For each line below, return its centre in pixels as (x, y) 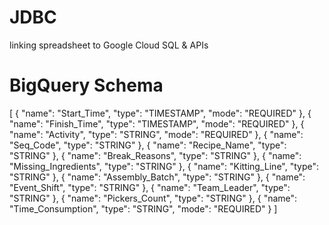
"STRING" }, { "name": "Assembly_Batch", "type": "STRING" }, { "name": (157, 177)
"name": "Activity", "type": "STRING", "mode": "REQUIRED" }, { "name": (156, 134)
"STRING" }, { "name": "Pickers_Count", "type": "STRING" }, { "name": (153, 198)
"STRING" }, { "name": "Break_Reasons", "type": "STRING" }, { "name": (155, 155)
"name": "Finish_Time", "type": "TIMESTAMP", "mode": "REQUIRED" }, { (157, 123)
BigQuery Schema (86, 85)
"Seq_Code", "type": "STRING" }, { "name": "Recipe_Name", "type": (148, 145)
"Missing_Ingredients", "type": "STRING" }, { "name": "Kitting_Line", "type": (164, 166)
